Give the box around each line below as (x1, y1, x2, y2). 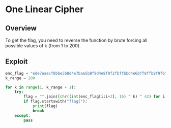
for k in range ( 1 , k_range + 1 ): (5, 85, 76, 90)
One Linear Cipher (5, 4, 84, 15)
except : (14, 113, 31, 118)
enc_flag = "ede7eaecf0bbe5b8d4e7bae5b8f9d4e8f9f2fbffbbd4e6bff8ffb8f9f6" (5, 71, 167, 76)
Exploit (5, 57, 28, 66)
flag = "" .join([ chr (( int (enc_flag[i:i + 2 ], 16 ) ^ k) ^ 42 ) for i (23, 94, 165, 100)
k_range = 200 (5, 75, 36, 81)
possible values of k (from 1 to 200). (5, 43, 81, 49)
